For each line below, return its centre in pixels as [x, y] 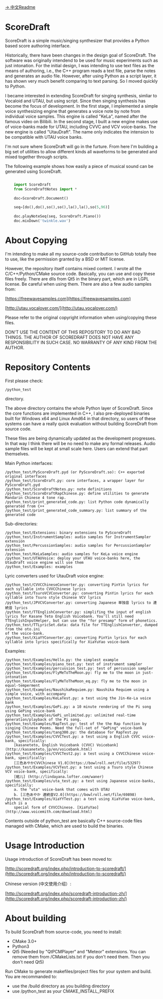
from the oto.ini [23, 629]
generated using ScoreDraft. [34, 171]
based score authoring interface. [38, 46]
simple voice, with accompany [36, 694]
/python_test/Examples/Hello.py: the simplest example [62, 660]
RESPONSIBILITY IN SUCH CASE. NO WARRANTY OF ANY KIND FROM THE [81, 342]
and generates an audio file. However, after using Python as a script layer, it [81, 76]
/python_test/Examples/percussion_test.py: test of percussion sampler [79, 668]
